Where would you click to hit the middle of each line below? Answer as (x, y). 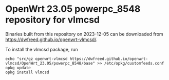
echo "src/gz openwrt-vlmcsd (36, 59)
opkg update (18, 68)
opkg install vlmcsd (27, 72)
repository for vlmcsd (53, 20)
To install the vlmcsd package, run (42, 49)
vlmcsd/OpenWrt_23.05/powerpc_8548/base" (50, 63)
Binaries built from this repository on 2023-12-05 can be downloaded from (84, 34)
